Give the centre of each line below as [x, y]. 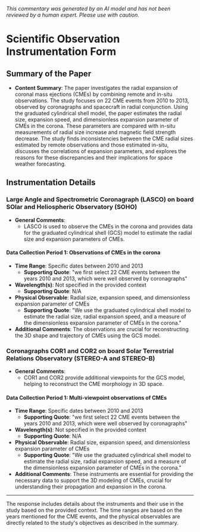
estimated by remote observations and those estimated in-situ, [92, 145]
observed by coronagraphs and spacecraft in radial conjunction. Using [101, 107]
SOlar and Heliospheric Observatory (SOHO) [72, 207]
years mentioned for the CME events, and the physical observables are [93, 517]
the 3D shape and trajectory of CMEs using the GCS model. [88, 335]
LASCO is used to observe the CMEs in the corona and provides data [108, 226]
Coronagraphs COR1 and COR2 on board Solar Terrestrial [90, 351]
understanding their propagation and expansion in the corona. [91, 487]
